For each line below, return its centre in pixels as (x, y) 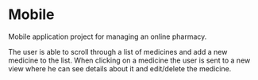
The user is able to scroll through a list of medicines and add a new (118, 51)
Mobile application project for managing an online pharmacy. (108, 36)
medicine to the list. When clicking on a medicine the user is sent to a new (129, 60)
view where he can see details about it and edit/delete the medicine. (120, 68)
